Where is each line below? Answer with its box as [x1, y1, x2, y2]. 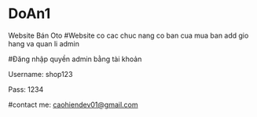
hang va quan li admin [8, 38, 80, 48]
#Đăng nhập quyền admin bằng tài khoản [8, 54, 142, 64]
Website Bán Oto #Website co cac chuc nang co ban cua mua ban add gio [8, 31, 249, 40]
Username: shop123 [8, 69, 73, 79]
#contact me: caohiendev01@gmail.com [8, 100, 139, 109]
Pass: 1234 [8, 84, 44, 94]
